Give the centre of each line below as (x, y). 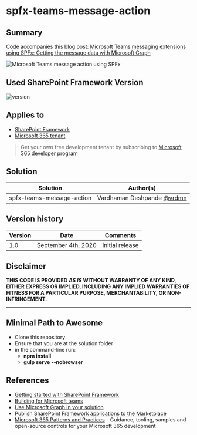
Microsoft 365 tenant (40, 136)
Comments (120, 235)
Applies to (25, 115)
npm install (37, 356)
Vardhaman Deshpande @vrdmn (142, 198)
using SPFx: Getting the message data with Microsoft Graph (78, 53)
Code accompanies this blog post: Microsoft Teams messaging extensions (96, 46)
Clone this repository (40, 337)
